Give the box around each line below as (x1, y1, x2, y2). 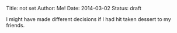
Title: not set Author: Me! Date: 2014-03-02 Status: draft (6, 5, 142, 11)
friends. (6, 22, 25, 28)
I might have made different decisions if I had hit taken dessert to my (6, 16, 171, 22)
